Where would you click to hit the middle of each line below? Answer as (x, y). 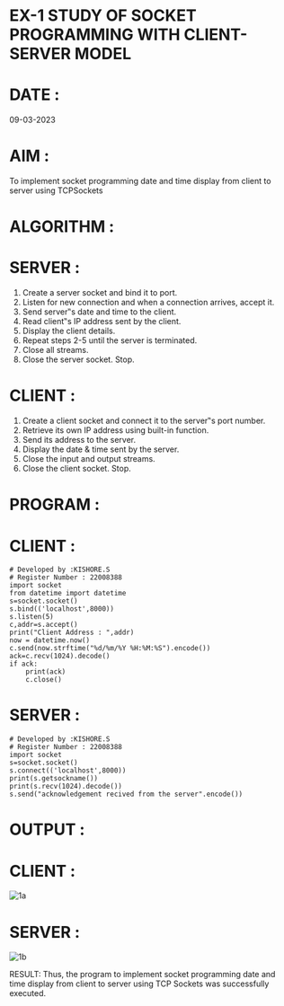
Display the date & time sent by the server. (101, 449)
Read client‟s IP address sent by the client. (102, 322)
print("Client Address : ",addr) (72, 633)
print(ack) (46, 672)
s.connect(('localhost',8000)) (68, 771)
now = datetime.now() (50, 640)
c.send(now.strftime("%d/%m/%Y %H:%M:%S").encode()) (110, 649)
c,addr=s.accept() (44, 625)
